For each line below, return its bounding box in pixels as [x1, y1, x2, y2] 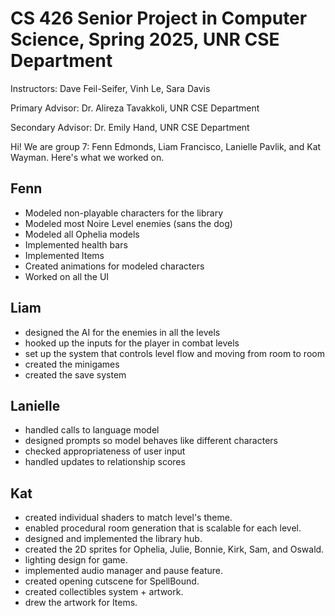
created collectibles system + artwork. [24, 586, 184, 598]
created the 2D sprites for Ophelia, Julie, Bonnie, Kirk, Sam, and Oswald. [24, 543, 325, 556]
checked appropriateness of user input [24, 445, 186, 457]
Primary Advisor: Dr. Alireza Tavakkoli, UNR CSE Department [10, 102, 260, 114]
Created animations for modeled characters [24, 260, 205, 272]
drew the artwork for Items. [24, 597, 138, 609]
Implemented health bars [24, 238, 128, 251]
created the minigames [24, 358, 120, 370]
